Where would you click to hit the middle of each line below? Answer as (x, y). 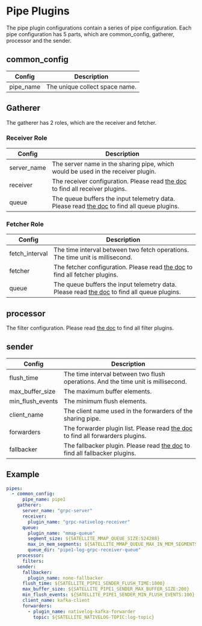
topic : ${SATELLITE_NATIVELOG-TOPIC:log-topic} (93, 617)
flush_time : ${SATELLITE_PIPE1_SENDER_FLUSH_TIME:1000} (93, 584)
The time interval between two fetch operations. (121, 250)
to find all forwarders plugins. (105, 436)
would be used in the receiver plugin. (104, 171)
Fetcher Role (25, 224)
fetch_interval (29, 254)
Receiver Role (27, 138)
